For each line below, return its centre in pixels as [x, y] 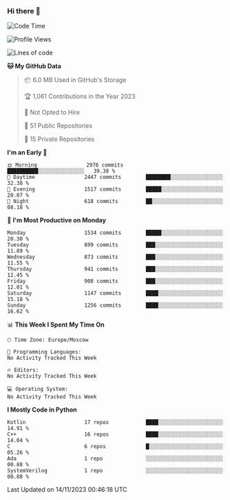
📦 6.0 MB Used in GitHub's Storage [75, 80]
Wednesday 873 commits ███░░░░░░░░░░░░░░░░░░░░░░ [115, 257]
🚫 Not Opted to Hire [52, 113]
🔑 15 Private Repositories [59, 139]
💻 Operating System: [38, 390]
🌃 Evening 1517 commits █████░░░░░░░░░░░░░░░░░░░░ [115, 189]
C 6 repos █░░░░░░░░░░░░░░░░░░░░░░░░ [115, 447]
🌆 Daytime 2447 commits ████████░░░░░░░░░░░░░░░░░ [115, 177]
